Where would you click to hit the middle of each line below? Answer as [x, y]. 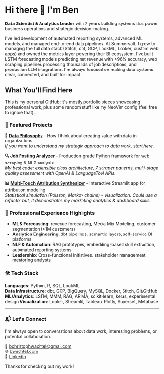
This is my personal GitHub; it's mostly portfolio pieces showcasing [73, 102]
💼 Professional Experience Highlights [50, 213]
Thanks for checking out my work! [40, 366]
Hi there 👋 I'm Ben [42, 10]
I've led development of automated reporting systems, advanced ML [74, 38]
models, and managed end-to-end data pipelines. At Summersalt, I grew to [80, 43]
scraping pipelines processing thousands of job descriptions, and [71, 64]
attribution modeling [25, 190]
